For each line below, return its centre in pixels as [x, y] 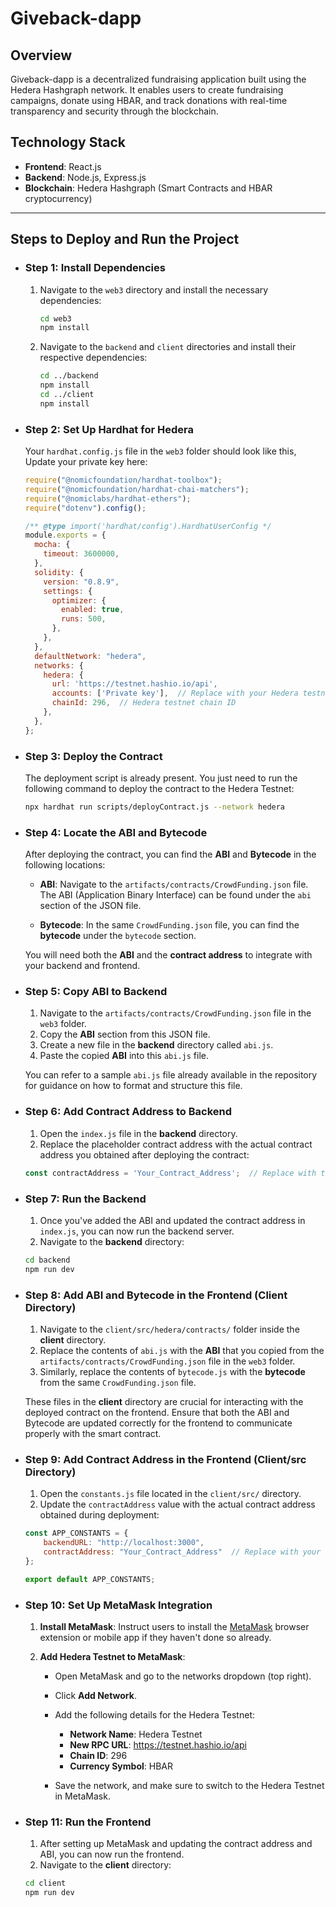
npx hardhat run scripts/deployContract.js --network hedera [155, 807]
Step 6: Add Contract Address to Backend [128, 1112]
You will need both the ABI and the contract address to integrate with [168, 955]
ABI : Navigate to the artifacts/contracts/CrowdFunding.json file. [174, 884]
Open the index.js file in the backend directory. [138, 1133]
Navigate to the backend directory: [112, 1241]
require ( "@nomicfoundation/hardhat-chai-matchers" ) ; [137, 489]
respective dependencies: [93, 358]
